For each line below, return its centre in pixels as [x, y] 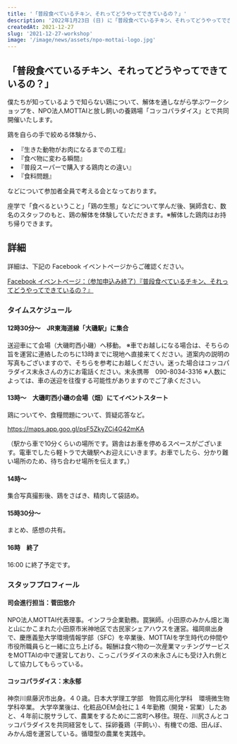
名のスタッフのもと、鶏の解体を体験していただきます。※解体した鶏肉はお [114, 214]
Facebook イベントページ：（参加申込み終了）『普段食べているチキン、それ [115, 281]
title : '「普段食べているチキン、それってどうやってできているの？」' [97, 14]
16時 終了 [23, 548]
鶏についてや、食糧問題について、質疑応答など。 [78, 415]
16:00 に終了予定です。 [41, 564]
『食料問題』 [36, 176]
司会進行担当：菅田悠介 [41, 603]
